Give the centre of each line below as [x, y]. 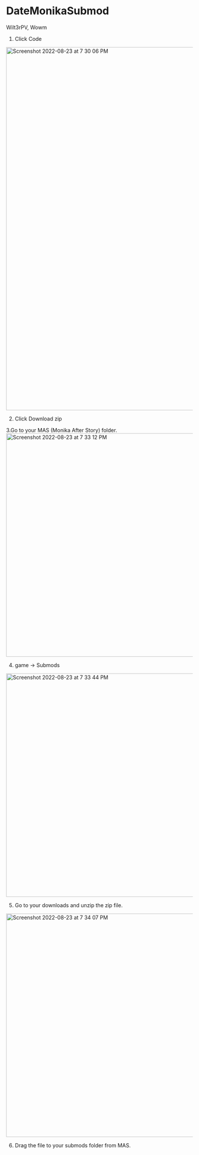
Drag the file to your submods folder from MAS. [73, 1145]
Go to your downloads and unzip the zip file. [69, 905]
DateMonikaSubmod [58, 11]
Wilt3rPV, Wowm [27, 27]
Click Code [28, 39]
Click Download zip [38, 419]
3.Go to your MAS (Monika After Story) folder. [62, 430]
